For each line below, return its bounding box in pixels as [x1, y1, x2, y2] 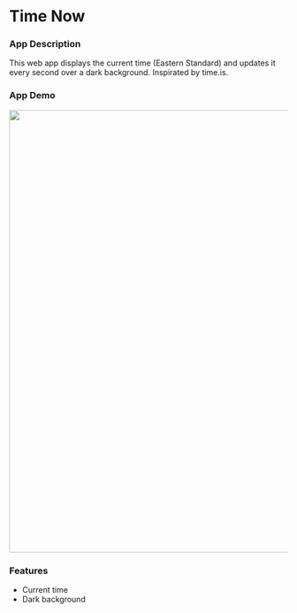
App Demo [9, 89, 56, 102]
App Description [9, 38, 81, 50]
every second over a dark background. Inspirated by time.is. [9, 67, 229, 78]
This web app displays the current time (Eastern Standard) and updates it [9, 57, 276, 68]
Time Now [9, 6, 86, 27]
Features [9, 564, 49, 577]
